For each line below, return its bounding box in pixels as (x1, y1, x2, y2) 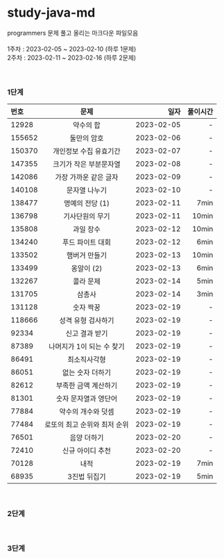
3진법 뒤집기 (67, 472, 106, 482)
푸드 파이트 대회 (62, 237, 111, 247)
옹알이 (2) (71, 264, 103, 274)
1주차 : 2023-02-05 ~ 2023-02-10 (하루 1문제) (7, 44, 137, 53)
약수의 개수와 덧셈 (58, 407, 114, 417)
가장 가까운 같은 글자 (55, 172, 119, 182)
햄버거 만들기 (66, 251, 107, 260)
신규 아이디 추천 (62, 446, 111, 456)
